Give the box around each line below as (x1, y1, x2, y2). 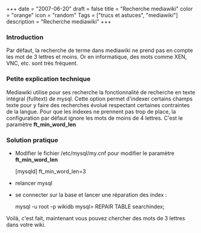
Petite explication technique (6, 75, 91, 84)
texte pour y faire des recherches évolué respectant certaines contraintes (6, 101, 190, 108)
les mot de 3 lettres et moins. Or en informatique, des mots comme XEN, (6, 53, 187, 61)
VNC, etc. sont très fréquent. (6, 60, 78, 67)
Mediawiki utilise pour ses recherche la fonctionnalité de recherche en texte (6, 88, 196, 96)
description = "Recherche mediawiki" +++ (6, 18, 112, 25)
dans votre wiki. (6, 221, 46, 228)
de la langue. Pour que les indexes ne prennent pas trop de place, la (6, 108, 176, 115)
